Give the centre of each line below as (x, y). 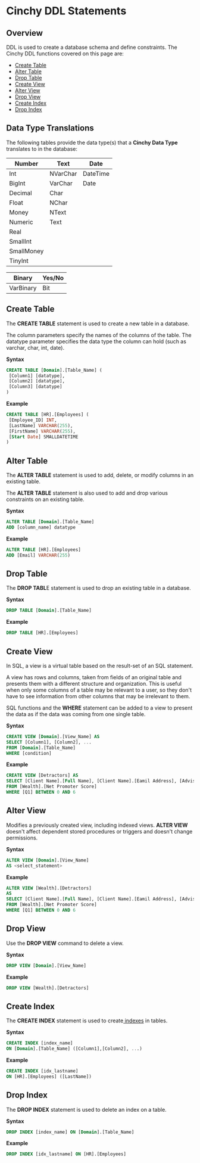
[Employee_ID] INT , (33, 420)
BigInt (17, 183)
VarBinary (23, 288)
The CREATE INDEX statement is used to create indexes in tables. (87, 1021)
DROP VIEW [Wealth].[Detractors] (48, 988)
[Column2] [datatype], (37, 381)
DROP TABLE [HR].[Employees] (42, 633)
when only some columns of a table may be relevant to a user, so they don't (99, 690)
